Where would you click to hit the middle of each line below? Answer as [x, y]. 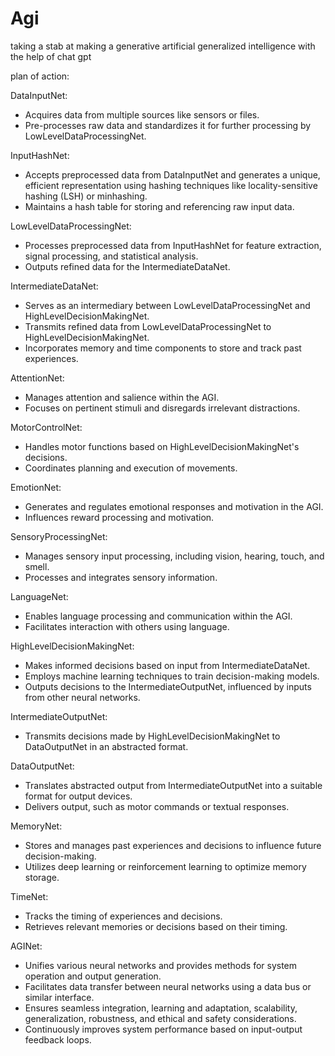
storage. [42, 877]
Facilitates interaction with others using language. [127, 626]
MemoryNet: [36, 826]
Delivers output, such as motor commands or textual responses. [157, 806]
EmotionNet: [36, 487]
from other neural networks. [82, 697]
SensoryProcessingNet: [59, 536]
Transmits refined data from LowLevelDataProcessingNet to [148, 326]
